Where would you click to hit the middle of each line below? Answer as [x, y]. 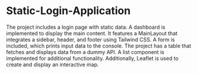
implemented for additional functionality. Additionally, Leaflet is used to [92, 58]
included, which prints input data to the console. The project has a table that [99, 46]
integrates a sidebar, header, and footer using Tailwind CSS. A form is [91, 39]
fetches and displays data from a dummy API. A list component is [85, 52]
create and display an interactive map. [52, 64]
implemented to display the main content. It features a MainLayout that [92, 33]
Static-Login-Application [68, 11]
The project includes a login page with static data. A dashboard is [86, 27]
